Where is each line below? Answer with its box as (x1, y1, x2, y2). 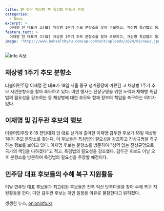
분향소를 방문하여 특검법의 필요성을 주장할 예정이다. (10, 154, 108, 160)
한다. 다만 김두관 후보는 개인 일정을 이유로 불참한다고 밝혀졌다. (21, 190, 141, 196)
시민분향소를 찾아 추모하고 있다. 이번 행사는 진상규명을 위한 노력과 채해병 (10, 88, 148, 94)
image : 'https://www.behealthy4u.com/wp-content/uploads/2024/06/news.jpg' (5, 39, 163, 44)
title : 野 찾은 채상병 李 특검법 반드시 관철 (5, 7, 84, 12)
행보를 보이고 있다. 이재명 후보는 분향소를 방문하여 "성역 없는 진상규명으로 (14, 142, 154, 148)
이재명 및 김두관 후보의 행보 (5, 116, 82, 124)
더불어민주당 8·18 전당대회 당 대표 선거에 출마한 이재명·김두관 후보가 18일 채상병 (5, 130, 157, 136)
